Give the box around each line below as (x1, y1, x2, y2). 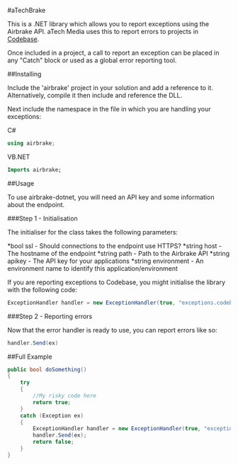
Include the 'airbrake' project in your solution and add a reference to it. (7, 84, 214, 91)
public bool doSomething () (7, 366, 87, 373)
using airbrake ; (7, 140, 55, 147)
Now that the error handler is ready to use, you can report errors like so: (7, 325, 217, 334)
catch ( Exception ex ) (20, 412, 84, 419)
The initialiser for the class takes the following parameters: (7, 228, 178, 236)
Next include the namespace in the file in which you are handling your (7, 105, 211, 113)
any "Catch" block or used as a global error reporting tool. (7, 56, 177, 65)
